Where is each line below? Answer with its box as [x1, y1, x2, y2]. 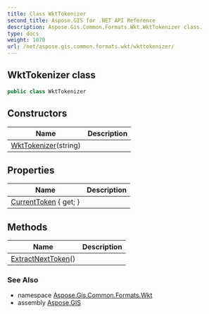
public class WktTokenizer [7, 87, 87, 95]
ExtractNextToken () [11, 254, 76, 264]
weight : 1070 [7, 37, 46, 44]
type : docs [7, 30, 39, 37]
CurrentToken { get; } [11, 197, 80, 207]
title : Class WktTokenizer [7, 10, 87, 18]
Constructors [7, 107, 68, 120]
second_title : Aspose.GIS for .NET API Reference [7, 17, 156, 24]
